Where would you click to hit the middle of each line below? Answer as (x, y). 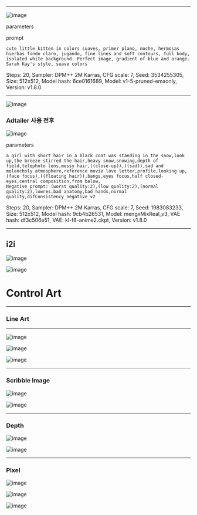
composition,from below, (70, 182)
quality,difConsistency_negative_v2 (51, 197)
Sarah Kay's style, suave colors (47, 64)
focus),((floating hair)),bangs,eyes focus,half (82, 177)
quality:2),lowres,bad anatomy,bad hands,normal (67, 192)
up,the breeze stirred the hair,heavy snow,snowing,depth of (82, 161)
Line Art (18, 319)
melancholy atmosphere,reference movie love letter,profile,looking (91, 171)
